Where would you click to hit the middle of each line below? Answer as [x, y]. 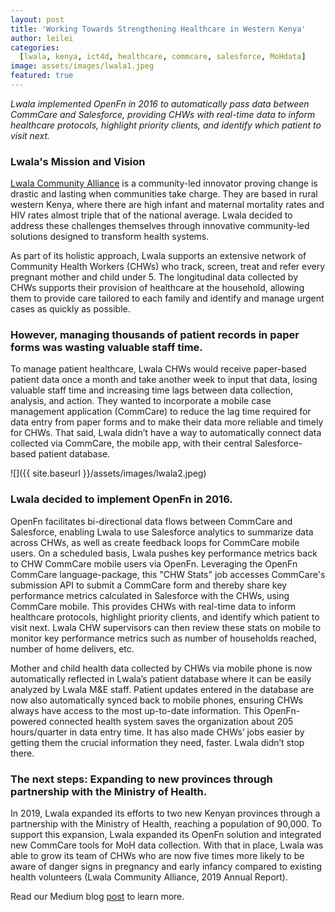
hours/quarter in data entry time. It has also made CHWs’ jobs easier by [157, 732]
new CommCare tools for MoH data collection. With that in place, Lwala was [167, 845]
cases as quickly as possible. [70, 309]
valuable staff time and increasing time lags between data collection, [151, 390]
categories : [35, 47]
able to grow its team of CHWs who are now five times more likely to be [157, 856]
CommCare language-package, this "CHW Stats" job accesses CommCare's [168, 574]
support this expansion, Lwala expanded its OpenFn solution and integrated [166, 835]
